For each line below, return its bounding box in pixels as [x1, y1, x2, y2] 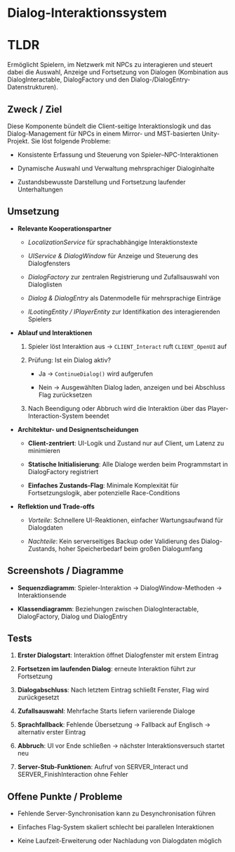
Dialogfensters [27, 259, 71, 267]
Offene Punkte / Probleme [7, 790, 123, 803]
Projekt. [7, 136, 30, 145]
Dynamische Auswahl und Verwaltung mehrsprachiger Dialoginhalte [17, 164, 215, 172]
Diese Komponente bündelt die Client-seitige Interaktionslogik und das [7, 122, 212, 130]
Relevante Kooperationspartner [17, 224, 112, 233]
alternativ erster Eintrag [17, 728, 86, 737]
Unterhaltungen [17, 185, 63, 193]
